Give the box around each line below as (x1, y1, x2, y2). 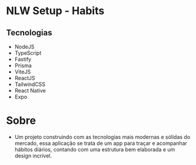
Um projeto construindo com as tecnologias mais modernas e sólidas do (14, 133, 191, 140)
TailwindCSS (14, 81, 46, 88)
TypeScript (14, 49, 42, 57)
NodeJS (14, 43, 35, 50)
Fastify (14, 56, 31, 62)
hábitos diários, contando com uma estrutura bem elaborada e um (14, 146, 175, 153)
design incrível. (14, 152, 52, 159)
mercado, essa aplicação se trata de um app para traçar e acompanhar (14, 140, 187, 147)
